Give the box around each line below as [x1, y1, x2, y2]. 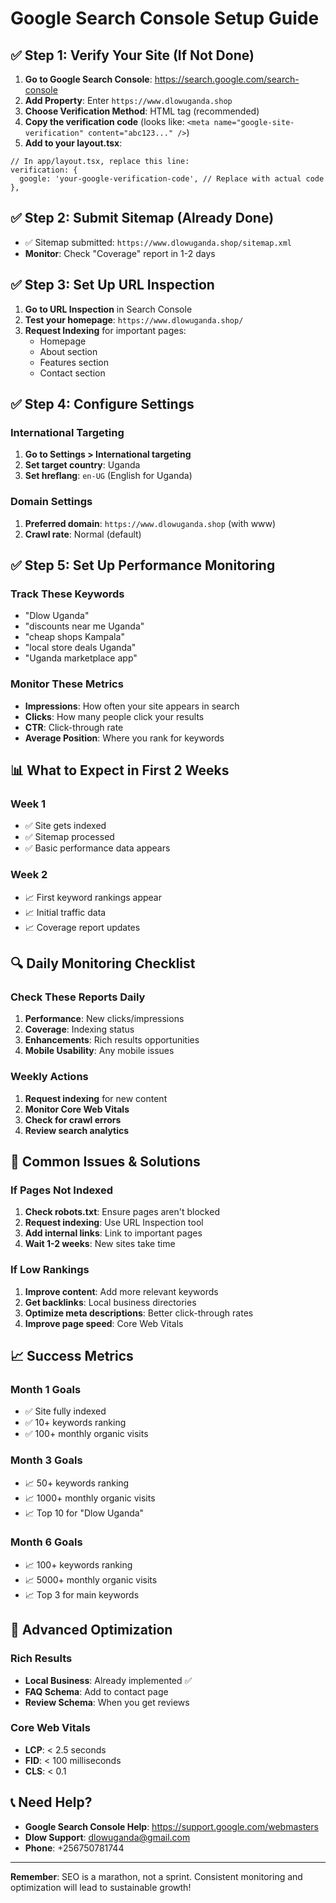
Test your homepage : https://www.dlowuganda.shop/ [24, 313, 244, 326]
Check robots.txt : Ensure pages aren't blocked [24, 1206, 220, 1218]
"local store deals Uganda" [24, 642, 137, 654]
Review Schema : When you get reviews [24, 1696, 190, 1708]
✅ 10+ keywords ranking [24, 1417, 127, 1429]
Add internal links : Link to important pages [24, 1227, 203, 1239]
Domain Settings [10, 495, 93, 509]
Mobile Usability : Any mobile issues [24, 1045, 175, 1057]
